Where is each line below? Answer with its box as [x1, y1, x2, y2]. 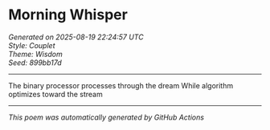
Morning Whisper [8, 6, 129, 24]
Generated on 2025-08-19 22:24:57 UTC [8, 32, 144, 42]
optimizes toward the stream [8, 89, 103, 99]
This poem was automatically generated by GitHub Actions [8, 112, 205, 122]
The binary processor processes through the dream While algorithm [8, 80, 234, 90]
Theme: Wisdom [8, 49, 63, 59]
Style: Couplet [8, 40, 55, 50]
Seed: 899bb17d [8, 58, 62, 67]
